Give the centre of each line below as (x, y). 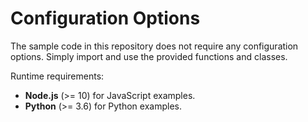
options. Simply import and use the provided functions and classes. (149, 56)
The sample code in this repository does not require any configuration (154, 46)
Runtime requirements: (57, 76)
